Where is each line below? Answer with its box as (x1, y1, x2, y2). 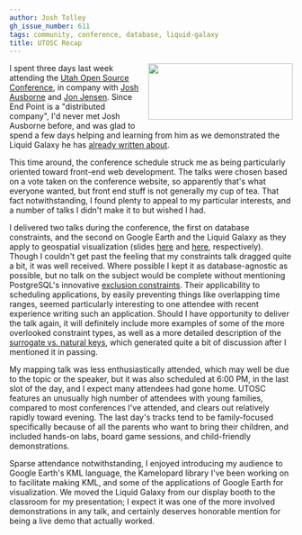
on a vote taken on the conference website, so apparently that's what (9, 177, 267, 187)
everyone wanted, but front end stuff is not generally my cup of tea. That (9, 186, 280, 196)
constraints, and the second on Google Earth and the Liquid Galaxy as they (9, 231, 287, 243)
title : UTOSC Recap (9, 38, 83, 48)
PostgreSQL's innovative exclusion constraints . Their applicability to (9, 280, 261, 291)
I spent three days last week (9, 63, 114, 74)
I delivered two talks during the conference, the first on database (9, 222, 250, 233)
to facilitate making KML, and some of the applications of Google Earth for (9, 477, 284, 488)
